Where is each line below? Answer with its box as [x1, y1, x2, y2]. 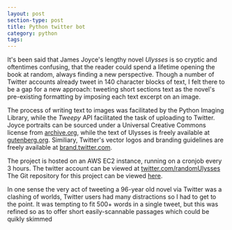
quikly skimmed [7, 215, 52, 224]
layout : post [7, 10, 45, 17]
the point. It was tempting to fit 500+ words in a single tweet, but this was [7, 200, 219, 208]
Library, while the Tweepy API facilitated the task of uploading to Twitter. [7, 113, 215, 122]
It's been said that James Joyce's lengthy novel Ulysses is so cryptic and [7, 55, 217, 64]
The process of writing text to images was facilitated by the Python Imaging [7, 106, 224, 115]
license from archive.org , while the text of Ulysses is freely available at [7, 129, 210, 137]
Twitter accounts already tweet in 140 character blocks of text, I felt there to [7, 78, 225, 86]
